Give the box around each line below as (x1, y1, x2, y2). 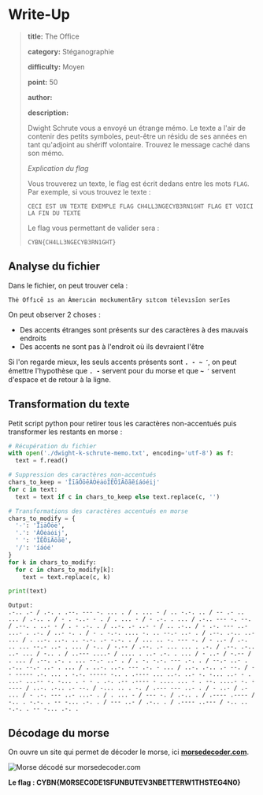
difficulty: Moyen (27, 61, 85, 72)
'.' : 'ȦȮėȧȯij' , (15, 529, 69, 537)
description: (27, 108, 69, 117)
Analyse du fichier (8, 260, 101, 273)
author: (27, 92, 53, 102)
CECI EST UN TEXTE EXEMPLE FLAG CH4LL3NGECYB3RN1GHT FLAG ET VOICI (27, 202, 254, 210)
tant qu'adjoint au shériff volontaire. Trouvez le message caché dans (27, 139, 250, 149)
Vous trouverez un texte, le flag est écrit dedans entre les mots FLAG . (27, 179, 250, 188)
